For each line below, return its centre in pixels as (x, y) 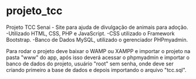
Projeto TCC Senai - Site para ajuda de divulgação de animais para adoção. (97, 27)
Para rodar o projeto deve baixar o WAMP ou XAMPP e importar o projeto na (98, 51)
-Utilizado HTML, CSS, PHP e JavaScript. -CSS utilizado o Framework (90, 33)
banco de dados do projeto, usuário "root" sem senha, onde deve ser (90, 64)
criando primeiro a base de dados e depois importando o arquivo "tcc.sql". (96, 70)
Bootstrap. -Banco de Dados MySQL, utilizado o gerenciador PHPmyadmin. (97, 39)
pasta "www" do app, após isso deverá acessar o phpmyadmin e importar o (98, 57)
